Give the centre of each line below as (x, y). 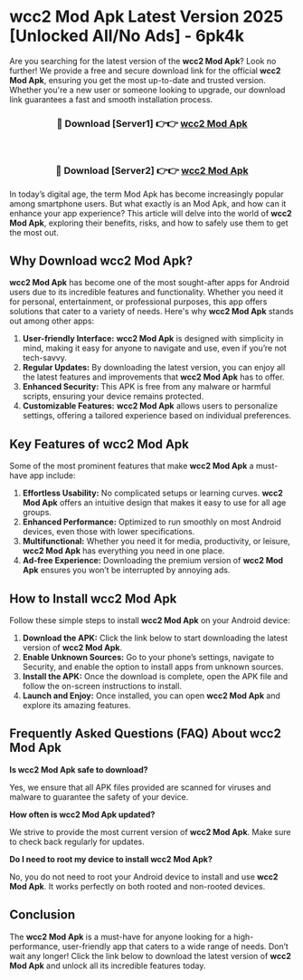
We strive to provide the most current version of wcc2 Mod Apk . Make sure (150, 831)
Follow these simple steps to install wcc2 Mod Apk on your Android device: (150, 620)
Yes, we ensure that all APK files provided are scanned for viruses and (140, 787)
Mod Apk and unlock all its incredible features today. (108, 966)
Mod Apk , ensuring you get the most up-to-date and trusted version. (138, 80)
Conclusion (43, 915)
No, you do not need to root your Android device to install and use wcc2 (144, 877)
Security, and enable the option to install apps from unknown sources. (153, 667)
